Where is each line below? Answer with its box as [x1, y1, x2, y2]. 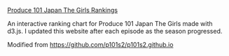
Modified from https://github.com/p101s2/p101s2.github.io [7, 41, 174, 48]
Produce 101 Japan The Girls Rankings [7, 6, 118, 14]
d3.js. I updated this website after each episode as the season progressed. [7, 27, 223, 35]
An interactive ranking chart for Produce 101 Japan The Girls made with [7, 20, 213, 27]
